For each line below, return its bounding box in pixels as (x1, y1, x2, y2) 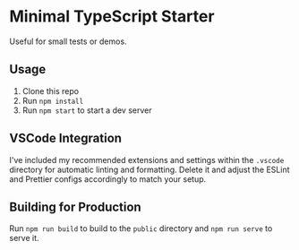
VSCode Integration (9, 131, 123, 146)
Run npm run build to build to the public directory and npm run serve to (9, 223, 273, 234)
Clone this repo (21, 85, 79, 96)
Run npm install (21, 95, 84, 106)
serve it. (9, 233, 39, 244)
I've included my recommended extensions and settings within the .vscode (9, 154, 285, 165)
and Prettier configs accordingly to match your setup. (9, 173, 207, 185)
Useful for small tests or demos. (9, 36, 127, 47)
